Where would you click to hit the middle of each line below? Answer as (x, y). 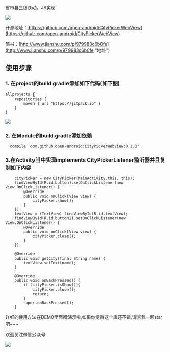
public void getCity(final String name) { (60, 259)
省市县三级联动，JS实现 (30, 7)
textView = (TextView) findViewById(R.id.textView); (71, 214)
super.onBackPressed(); (48, 303)
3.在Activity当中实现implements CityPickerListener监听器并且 (83, 160)
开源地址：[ (17, 28)
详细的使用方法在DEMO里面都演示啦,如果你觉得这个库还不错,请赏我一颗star (84, 317)
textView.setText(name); (50, 263)
